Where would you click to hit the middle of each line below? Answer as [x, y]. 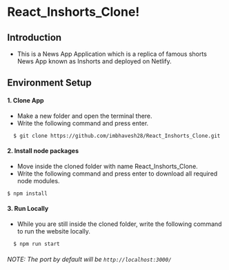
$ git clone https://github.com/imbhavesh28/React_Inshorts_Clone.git [117, 136]
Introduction [34, 38]
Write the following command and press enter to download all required [117, 174]
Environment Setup [49, 83]
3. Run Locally [28, 209]
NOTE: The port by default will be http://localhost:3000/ [89, 259]
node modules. [38, 180]
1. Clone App [26, 100]
